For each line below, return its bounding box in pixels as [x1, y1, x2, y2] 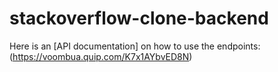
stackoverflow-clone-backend [9, 7, 269, 30]
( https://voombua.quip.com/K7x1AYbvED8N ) [9, 50, 193, 62]
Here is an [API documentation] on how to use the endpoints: [9, 40, 261, 52]
